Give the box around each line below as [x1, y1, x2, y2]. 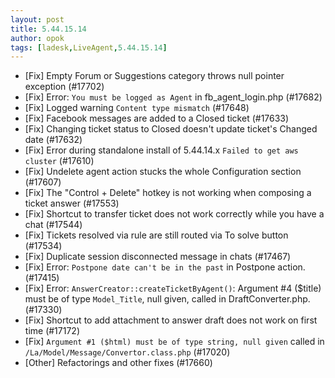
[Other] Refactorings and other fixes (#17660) [24, 357, 213, 369]
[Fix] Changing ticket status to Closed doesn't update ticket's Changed [24, 123, 318, 135]
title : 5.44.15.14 [10, 24, 87, 34]
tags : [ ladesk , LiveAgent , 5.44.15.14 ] [10, 42, 168, 53]
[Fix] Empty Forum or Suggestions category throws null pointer [24, 70, 285, 82]
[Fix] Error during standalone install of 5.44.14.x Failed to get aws [24, 144, 299, 156]
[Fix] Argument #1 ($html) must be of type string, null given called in [24, 336, 325, 348]
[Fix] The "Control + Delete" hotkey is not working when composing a [24, 187, 312, 199]
